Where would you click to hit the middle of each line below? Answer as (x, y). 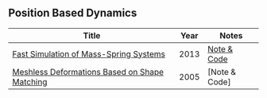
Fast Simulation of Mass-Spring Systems (89, 53)
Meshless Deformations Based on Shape (88, 72)
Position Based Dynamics (73, 13)
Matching (30, 81)
